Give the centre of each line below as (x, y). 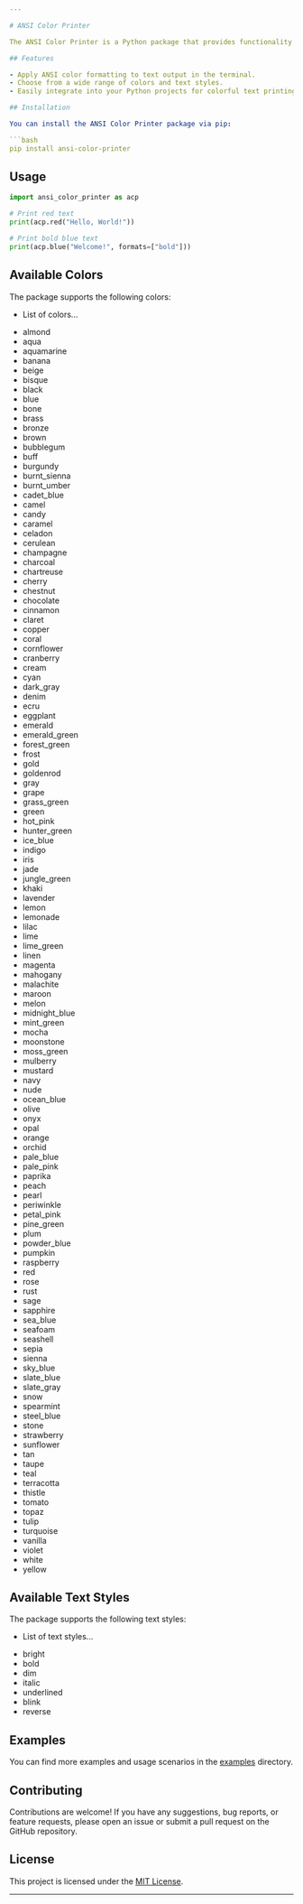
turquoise (40, 1530)
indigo (34, 850)
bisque (35, 379)
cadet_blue (43, 495)
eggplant (39, 715)
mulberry (39, 1061)
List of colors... (50, 314)
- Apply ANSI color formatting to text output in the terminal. (133, 74)
